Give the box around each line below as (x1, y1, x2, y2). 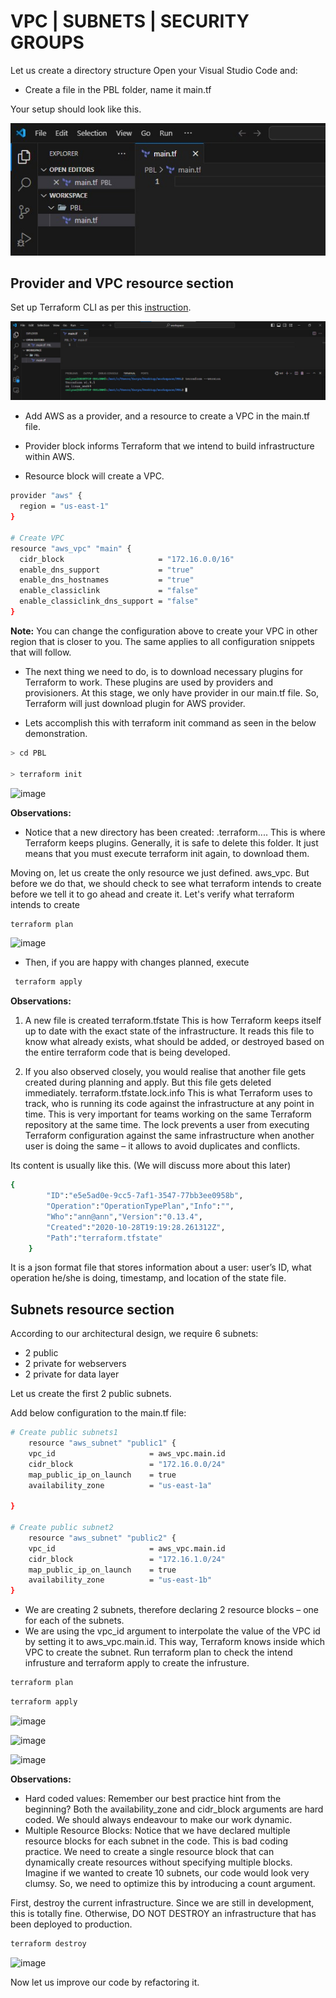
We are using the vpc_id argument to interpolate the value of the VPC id (24, 1625, 321, 1637)
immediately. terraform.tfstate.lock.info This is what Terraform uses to (24, 1087, 313, 1099)
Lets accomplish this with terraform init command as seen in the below (24, 716, 317, 729)
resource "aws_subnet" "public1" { (28, 1438, 177, 1449)
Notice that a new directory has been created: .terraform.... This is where (24, 826, 326, 838)
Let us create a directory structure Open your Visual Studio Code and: (10, 64, 298, 76)
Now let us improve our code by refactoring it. (10, 1976, 200, 1988)
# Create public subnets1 (10, 1428, 118, 1438)
